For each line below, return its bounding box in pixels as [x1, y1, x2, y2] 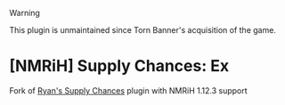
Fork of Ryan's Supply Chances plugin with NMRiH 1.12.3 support [9, 85, 248, 96]
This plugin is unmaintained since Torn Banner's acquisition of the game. [9, 25, 276, 35]
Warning [9, 8, 40, 18]
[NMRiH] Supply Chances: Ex [9, 56, 230, 77]
